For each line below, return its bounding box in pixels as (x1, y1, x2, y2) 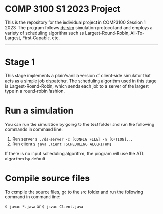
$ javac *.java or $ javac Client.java (5, 203, 83, 209)
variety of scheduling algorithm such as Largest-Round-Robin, (5, 30, 130, 36)
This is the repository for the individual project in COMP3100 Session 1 (5, 19, 146, 25)
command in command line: (5, 194, 61, 200)
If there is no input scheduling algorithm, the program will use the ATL (5, 150, 145, 156)
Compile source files (5, 173, 90, 183)
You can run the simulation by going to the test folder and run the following (5, 121, 155, 127)
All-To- (130, 30, 145, 36)
